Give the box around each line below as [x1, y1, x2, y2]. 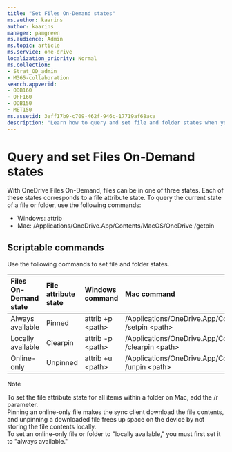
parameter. [7, 401, 39, 409]
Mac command [125, 289, 175, 299]
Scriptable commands [7, 242, 104, 253]
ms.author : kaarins [7, 17, 64, 23]
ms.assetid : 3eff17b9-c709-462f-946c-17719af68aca [7, 112, 156, 119]
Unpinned [46, 358, 78, 368]
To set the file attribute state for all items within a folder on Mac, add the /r [7, 393, 219, 402]
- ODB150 [7, 100, 32, 107]
